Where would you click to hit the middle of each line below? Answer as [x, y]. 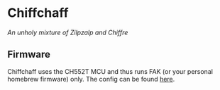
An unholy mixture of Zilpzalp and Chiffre [68, 32]
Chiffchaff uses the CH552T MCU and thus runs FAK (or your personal [110, 71]
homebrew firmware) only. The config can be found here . [91, 79]
